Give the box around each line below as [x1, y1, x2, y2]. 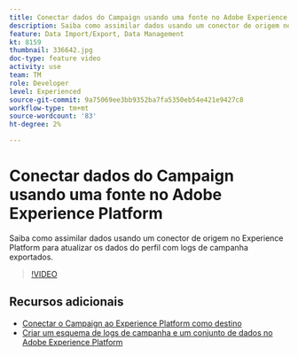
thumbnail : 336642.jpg [9, 46, 93, 55]
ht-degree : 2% [9, 120, 62, 129]
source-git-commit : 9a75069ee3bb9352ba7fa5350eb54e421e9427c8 [9, 95, 244, 104]
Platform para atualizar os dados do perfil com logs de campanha [9, 242, 248, 252]
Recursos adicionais [9, 294, 124, 310]
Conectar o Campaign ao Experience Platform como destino [21, 318, 242, 329]
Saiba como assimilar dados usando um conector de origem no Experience [9, 232, 284, 244]
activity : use [9, 63, 62, 72]
